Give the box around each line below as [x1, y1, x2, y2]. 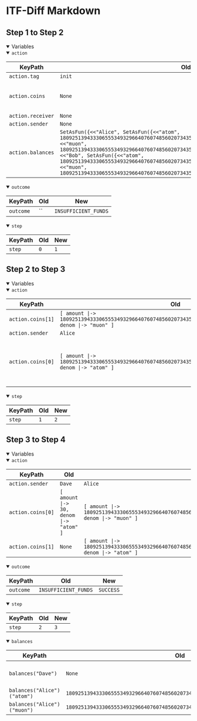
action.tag [9, 73, 39, 80]
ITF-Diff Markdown [6, 4, 101, 18]
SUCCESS [98, 586, 120, 593]
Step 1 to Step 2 [6, 28, 64, 38]
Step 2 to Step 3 [6, 264, 66, 274]
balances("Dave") [9, 670, 57, 676]
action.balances [9, 149, 55, 156]
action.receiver [9, 113, 55, 119]
